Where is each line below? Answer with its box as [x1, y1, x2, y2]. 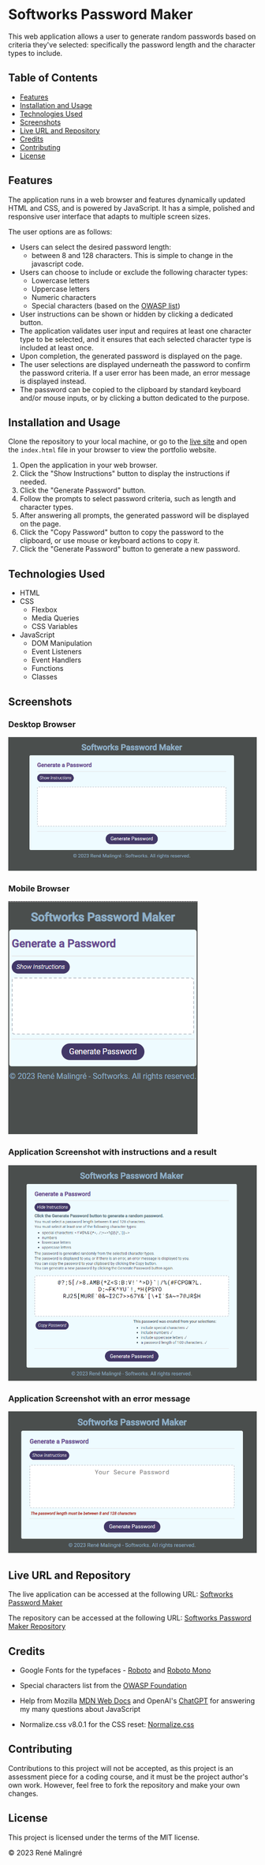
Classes [31, 672, 58, 682]
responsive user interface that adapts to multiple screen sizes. [8, 212, 211, 221]
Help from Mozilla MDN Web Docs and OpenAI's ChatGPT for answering [19, 1696, 255, 1706]
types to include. [8, 48, 63, 58]
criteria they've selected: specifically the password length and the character [8, 39, 256, 49]
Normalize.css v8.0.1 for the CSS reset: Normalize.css [19, 1720, 195, 1729]
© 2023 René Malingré [8, 1848, 83, 1857]
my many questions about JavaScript [19, 1705, 140, 1714]
